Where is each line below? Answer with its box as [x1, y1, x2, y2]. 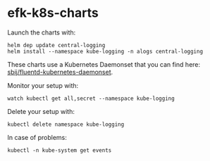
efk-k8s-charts [7, 5, 99, 21]
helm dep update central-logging [7, 41, 106, 49]
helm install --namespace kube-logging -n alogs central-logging [7, 48, 203, 55]
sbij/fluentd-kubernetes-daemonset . [7, 67, 113, 76]
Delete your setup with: [7, 107, 75, 115]
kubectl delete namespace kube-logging [7, 121, 125, 128]
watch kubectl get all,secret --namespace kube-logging [7, 95, 175, 102]
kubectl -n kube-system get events [7, 146, 112, 154]
